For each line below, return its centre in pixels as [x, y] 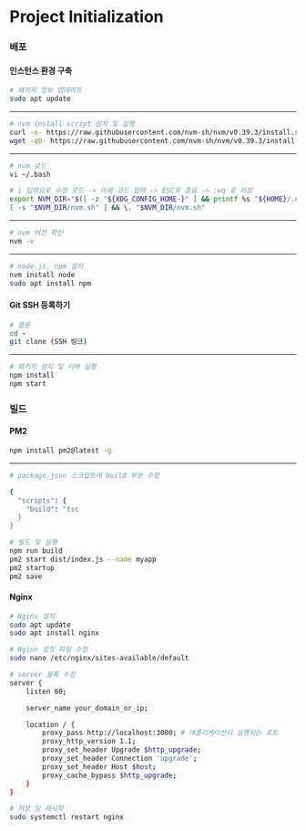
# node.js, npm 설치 [46, 266]
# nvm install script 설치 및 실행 [72, 124]
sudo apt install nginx [55, 633]
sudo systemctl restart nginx [67, 817]
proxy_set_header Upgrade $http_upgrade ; [122, 750]
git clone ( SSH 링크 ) [49, 342]
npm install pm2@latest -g [61, 451]
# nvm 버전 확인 [36, 233]
